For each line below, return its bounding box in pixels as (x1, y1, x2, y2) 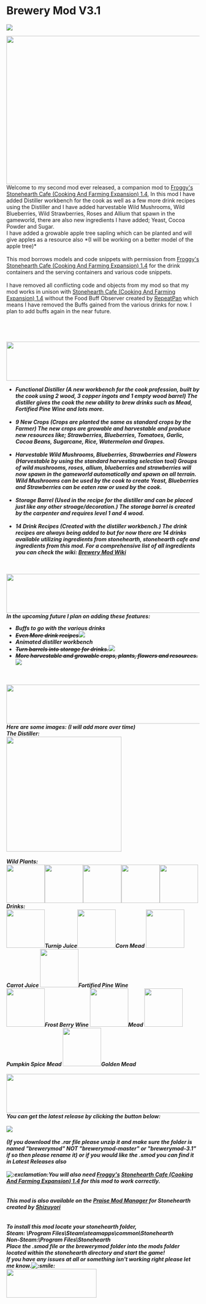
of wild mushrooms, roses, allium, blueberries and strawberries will (15, 463, 191, 471)
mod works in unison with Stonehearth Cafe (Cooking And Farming (6, 288, 176, 295)
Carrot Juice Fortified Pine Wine (6, 982, 129, 989)
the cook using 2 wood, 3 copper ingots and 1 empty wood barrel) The (15, 392, 198, 399)
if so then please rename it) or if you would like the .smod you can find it (6, 1151, 194, 1159)
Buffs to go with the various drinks (15, 624, 105, 631)
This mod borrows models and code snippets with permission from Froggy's (6, 255, 199, 262)
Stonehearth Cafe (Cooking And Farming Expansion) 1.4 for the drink (6, 262, 180, 269)
